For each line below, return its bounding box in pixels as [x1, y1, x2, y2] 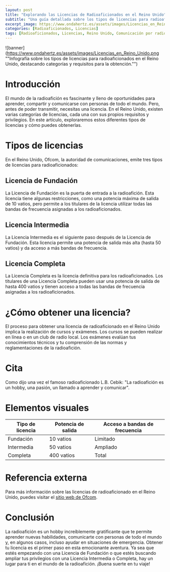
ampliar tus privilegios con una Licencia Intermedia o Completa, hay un [5, 555, 153, 561]
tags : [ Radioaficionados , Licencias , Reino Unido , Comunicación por [5, 31, 153, 36]
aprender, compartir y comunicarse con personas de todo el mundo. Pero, [5, 101, 160, 107]
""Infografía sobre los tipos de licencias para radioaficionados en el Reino [5, 56, 159, 61]
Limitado [94, 436, 115, 443]
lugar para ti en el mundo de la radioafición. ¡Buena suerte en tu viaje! [5, 561, 150, 566]
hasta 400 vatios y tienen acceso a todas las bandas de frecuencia [5, 283, 145, 290]
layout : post [5, 7, 33, 13]
